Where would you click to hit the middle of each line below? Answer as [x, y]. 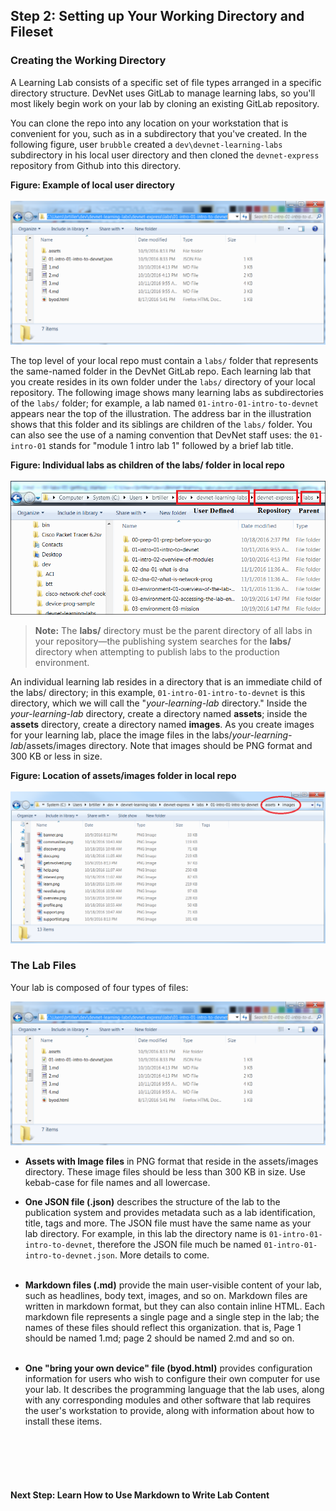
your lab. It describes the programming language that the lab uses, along [174, 1389]
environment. [62, 662]
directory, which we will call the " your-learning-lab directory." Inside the [159, 703]
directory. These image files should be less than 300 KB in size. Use [165, 1171]
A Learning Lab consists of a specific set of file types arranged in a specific [166, 82]
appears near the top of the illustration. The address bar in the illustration [161, 413]
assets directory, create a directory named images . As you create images [162, 724]
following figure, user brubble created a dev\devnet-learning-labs [146, 144]
